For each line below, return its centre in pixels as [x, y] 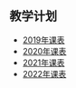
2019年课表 [43, 40]
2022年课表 [44, 73]
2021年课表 [43, 63]
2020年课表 [44, 51]
